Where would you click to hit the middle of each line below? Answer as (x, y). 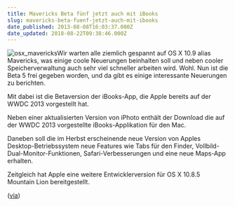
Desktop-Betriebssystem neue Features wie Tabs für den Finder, (101, 146)
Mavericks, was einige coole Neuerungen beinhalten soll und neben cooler (115, 61)
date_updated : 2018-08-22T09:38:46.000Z (67, 33)
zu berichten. (26, 83)
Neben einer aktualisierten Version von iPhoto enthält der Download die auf (116, 118)
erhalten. (20, 161)
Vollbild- (207, 146)
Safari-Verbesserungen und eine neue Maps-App (155, 153)
